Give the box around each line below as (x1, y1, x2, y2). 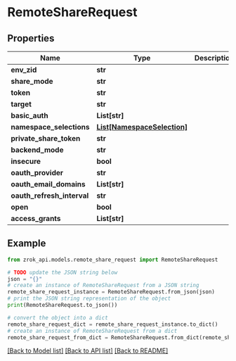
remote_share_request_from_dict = (7, 334, 109, 341)
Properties (7, 32, 55, 44)
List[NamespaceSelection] (96, 122, 188, 132)
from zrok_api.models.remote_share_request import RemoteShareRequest (7, 256, 218, 263)
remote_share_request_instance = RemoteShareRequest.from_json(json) (7, 289, 216, 296)
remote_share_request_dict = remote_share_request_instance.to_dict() (7, 321, 218, 328)
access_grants (11, 214, 61, 223)
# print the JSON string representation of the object (7, 295, 171, 303)
